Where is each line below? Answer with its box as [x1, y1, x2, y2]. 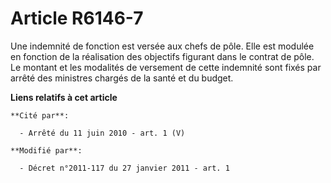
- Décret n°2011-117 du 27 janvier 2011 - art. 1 [19, 163, 230, 173]
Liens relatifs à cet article [10, 91, 118, 103]
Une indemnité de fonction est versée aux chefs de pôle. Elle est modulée [10, 40, 315, 52]
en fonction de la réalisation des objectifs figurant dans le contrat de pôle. [10, 50, 315, 62]
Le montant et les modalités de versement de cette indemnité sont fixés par [10, 61, 322, 73]
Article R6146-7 [10, 7, 144, 30]
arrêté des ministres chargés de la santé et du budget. [10, 72, 234, 84]
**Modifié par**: [10, 145, 83, 156]
